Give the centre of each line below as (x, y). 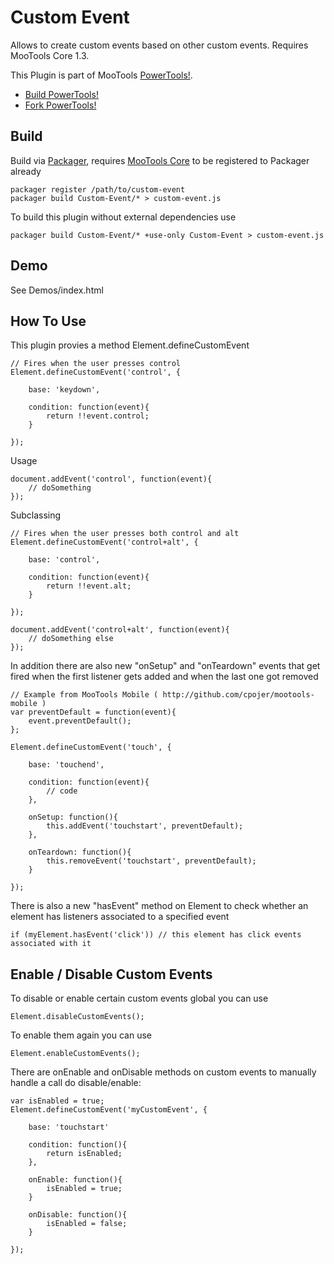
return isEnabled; (84, 1154)
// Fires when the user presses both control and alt (125, 534)
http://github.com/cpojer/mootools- (238, 695)
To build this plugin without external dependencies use (123, 217)
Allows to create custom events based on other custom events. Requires (159, 45)
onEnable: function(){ (75, 1180)
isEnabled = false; (87, 1224)
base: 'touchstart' (69, 1127)
